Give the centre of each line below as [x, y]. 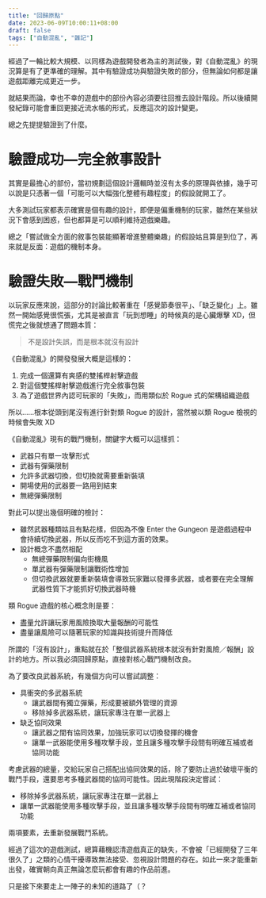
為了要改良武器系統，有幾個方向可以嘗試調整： [84, 676]
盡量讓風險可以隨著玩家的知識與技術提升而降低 [96, 632]
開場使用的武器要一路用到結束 [68, 485]
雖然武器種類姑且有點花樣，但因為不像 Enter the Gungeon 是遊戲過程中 [135, 529]
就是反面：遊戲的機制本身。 [60, 247]
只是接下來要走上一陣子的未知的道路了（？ [78, 886]
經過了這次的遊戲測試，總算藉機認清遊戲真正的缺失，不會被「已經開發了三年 [133, 850]
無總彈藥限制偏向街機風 [70, 559]
